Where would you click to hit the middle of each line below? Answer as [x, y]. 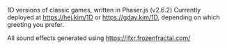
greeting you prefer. [36, 24]
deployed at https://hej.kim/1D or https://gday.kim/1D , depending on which [114, 17]
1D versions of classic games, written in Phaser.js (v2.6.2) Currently [104, 10]
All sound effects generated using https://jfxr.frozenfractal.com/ [99, 38]
